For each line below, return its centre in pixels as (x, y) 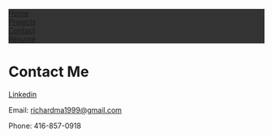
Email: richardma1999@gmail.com (65, 109)
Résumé (22, 39)
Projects (22, 22)
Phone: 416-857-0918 (45, 126)
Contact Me (49, 72)
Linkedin (23, 94)
